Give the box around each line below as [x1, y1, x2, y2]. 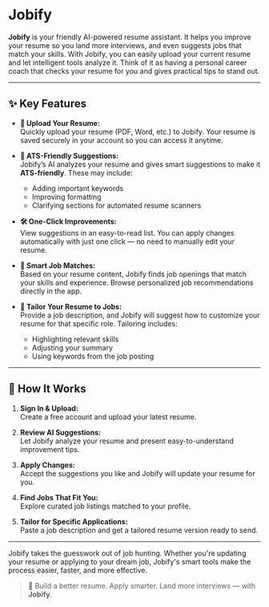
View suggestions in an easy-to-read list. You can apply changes [19, 228, 235, 237]
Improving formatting [31, 192, 102, 201]
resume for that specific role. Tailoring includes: [19, 318, 178, 328]
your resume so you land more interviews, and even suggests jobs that [8, 40, 242, 50]
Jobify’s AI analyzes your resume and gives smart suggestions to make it [19, 159, 261, 169]
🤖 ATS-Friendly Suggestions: [19, 151, 119, 160]
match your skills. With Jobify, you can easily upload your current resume [8, 49, 251, 59]
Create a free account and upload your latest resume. [19, 411, 197, 422]
